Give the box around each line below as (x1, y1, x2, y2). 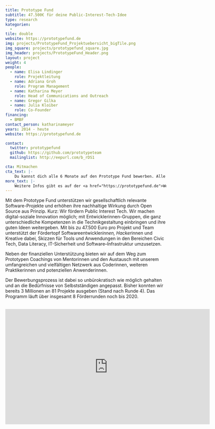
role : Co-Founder (14, 108, 52, 113)
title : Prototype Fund (5, 7, 54, 13)
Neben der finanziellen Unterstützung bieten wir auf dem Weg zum (5, 251, 147, 257)
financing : (5, 112, 29, 118)
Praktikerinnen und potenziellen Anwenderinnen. (5, 267, 108, 273)
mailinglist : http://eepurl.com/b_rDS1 (10, 155, 95, 160)
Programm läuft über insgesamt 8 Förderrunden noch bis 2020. (5, 293, 139, 300)
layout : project (5, 55, 40, 60)
